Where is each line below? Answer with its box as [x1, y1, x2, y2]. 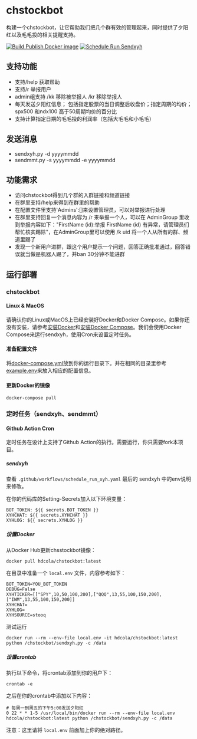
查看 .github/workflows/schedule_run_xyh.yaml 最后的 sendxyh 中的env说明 [6, 475, 192, 482]
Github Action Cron [6, 425, 54, 432]
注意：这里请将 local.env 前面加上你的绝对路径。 [6, 727, 126, 734]
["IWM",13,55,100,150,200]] [6, 597, 75, 603]
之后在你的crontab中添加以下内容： [6, 692, 93, 699]
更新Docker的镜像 [6, 382, 50, 389]
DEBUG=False [6, 586, 35, 593]
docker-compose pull [6, 395, 57, 401]
